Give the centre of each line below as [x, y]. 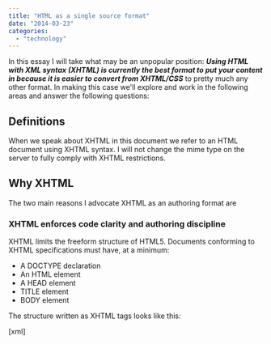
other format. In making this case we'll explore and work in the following [128, 87]
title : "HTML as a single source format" [79, 16]
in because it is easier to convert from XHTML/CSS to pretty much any [128, 79]
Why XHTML [41, 183]
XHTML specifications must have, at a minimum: [89, 250]
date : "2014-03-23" [41, 23]
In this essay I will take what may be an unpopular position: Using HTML [129, 62]
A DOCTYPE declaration [60, 266]
